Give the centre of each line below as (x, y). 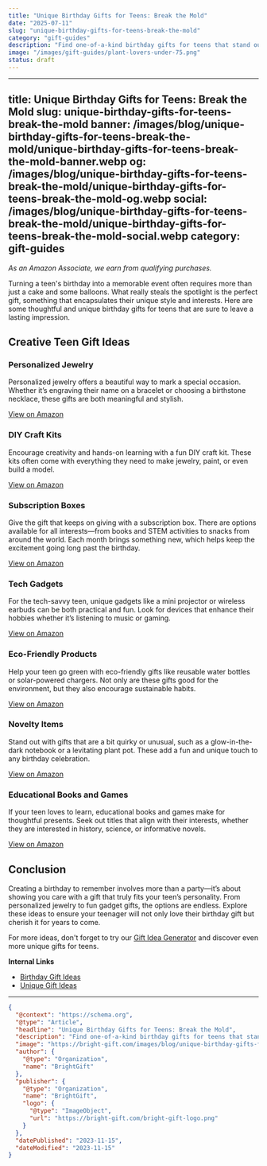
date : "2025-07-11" (41, 23)
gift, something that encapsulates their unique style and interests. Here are (130, 300)
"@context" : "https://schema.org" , (74, 1015)
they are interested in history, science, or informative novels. (107, 829)
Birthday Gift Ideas (50, 977)
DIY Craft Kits (35, 435)
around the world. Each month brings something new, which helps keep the (132, 539)
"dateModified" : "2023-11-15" (65, 1148)
